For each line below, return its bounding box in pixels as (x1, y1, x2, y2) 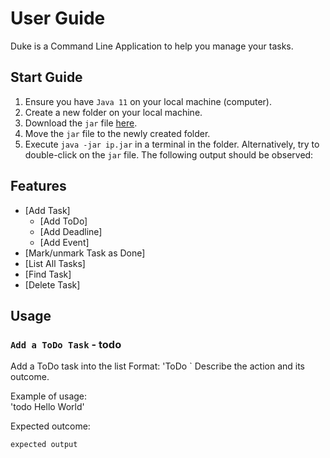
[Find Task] (24, 268, 72, 280)
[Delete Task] (24, 278, 81, 291)
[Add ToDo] (39, 215, 88, 227)
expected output (10, 440, 78, 450)
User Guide (10, 7, 106, 30)
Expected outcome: (10, 420, 91, 432)
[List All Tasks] (24, 257, 86, 269)
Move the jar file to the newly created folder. (24, 127, 211, 139)
